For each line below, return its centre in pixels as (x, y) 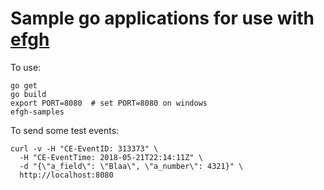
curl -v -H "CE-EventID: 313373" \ (84, 148)
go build (28, 94)
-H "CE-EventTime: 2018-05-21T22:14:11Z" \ (111, 157)
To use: (26, 67)
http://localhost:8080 (66, 175)
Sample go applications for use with (162, 18)
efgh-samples (37, 112)
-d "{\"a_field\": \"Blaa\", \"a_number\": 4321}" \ (131, 166)
